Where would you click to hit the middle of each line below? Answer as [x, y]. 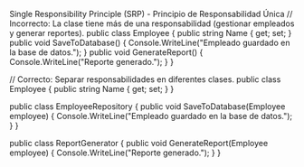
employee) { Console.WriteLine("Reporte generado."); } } [115, 153]
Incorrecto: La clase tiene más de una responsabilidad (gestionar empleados [152, 23]
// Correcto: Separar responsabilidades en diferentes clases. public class [145, 79]
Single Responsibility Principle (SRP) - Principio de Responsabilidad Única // [151, 14]
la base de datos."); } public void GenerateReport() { [106, 52]
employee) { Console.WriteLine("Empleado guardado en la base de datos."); [151, 116]
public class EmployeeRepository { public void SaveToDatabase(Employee [147, 107]
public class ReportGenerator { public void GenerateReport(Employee [139, 143]
